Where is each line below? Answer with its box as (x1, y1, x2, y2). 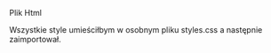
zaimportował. (9, 34, 62, 44)
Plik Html (9, 8, 43, 18)
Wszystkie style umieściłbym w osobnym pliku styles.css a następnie (9, 25, 263, 34)
